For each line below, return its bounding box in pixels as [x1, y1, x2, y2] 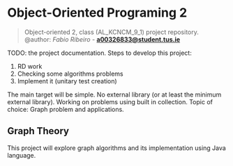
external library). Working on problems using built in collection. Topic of [7, 97, 213, 106]
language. [7, 151, 36, 159]
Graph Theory [7, 125, 70, 137]
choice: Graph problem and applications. [7, 105, 124, 113]
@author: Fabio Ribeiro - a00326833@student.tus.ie [24, 35, 181, 43]
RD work [17, 62, 43, 70]
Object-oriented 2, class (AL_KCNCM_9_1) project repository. [24, 28, 199, 36]
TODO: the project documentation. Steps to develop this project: [7, 49, 192, 57]
